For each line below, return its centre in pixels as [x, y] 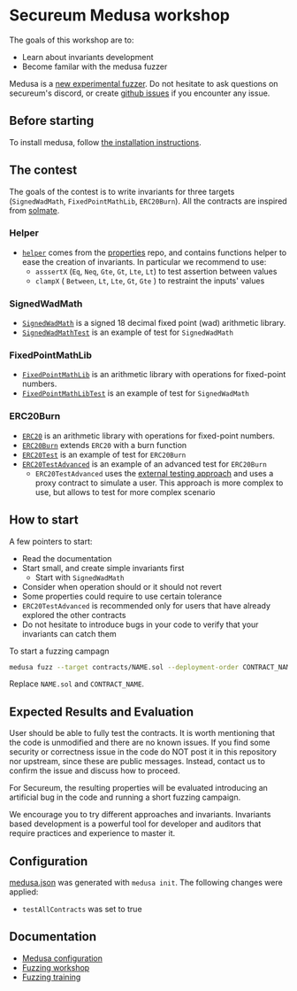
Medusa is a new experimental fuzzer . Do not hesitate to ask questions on [144, 83]
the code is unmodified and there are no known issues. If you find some [140, 743]
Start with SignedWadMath [80, 577]
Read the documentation [67, 558]
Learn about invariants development [88, 57]
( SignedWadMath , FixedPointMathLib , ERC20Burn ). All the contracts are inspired [148, 201]
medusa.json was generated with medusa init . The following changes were [146, 883]
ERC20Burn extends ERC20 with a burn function [104, 445]
